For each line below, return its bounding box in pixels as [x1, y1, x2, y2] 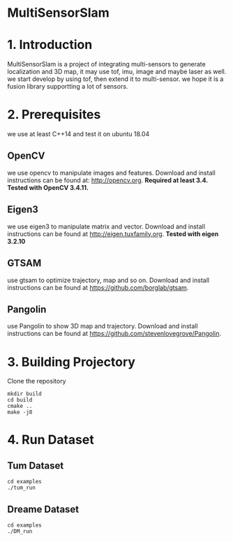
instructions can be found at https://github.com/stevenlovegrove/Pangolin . [7, 330, 222, 338]
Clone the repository [7, 377, 66, 386]
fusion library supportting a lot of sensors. [7, 82, 128, 91]
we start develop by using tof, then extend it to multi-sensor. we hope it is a [7, 75, 224, 83]
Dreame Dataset [7, 503, 80, 515]
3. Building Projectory [7, 354, 136, 369]
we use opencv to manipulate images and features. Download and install [7, 168, 216, 177]
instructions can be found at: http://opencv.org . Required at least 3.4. [7, 176, 208, 184]
